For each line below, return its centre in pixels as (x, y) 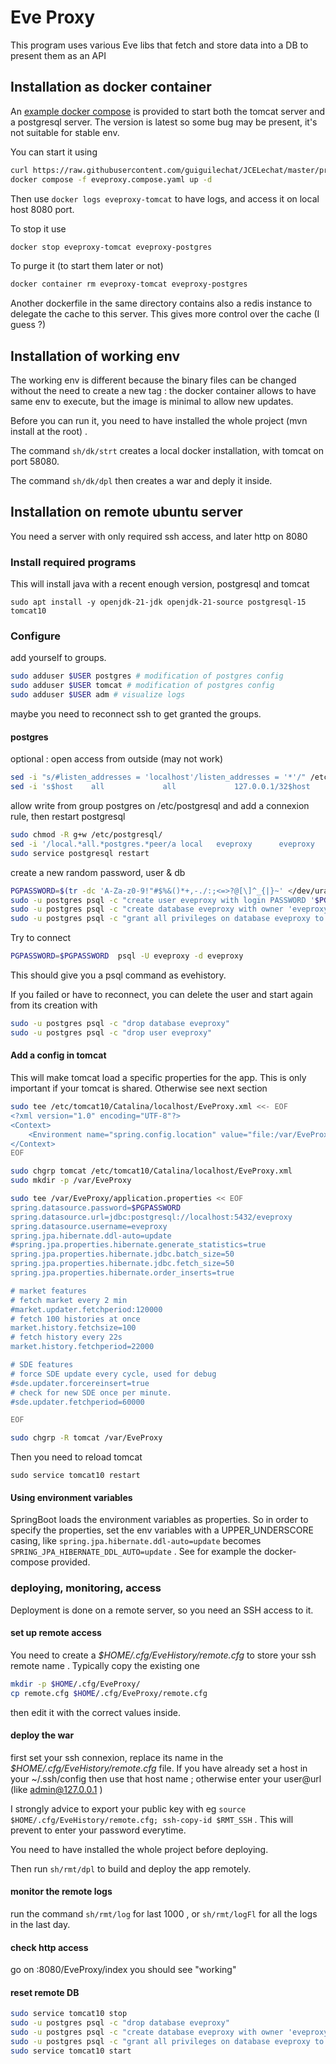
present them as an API (58, 55)
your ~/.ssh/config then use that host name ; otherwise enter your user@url (166, 1778)
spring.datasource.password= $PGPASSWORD (96, 1207)
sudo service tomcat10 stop (69, 2014)
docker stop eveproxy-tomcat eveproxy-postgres (111, 247)
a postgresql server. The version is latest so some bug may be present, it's (164, 122)
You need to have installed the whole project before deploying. (139, 1849)
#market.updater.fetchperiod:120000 (86, 1309)
